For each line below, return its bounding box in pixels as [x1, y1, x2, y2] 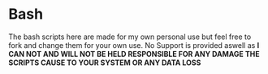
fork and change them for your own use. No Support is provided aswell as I [8, 40, 260, 50]
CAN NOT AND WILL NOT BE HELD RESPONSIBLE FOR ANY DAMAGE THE [8, 49, 260, 59]
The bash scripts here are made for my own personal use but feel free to [8, 32, 252, 41]
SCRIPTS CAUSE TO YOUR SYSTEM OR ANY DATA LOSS [8, 58, 201, 67]
